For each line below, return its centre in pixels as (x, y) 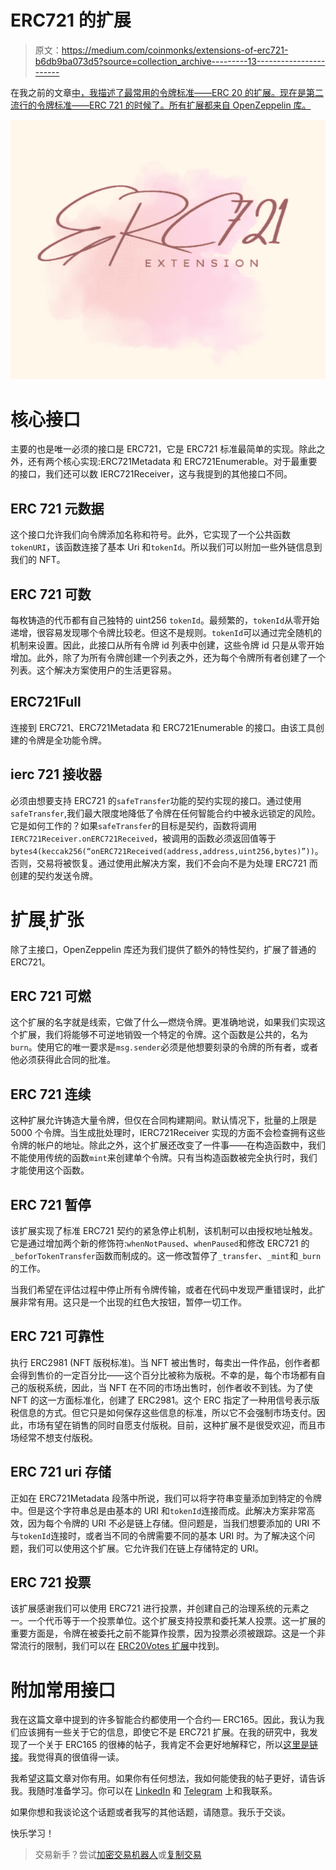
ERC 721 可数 (51, 594)
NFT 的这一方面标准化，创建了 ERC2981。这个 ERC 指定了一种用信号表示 (161, 1400)
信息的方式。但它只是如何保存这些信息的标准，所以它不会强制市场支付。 (167, 1412)
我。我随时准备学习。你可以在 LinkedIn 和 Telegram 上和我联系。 (144, 1791)
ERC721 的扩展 (71, 20)
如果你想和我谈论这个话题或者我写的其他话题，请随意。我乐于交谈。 (150, 1812)
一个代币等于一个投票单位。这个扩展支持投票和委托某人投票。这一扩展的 (176, 1621)
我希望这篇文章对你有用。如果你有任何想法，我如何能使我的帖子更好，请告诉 (168, 1778)
